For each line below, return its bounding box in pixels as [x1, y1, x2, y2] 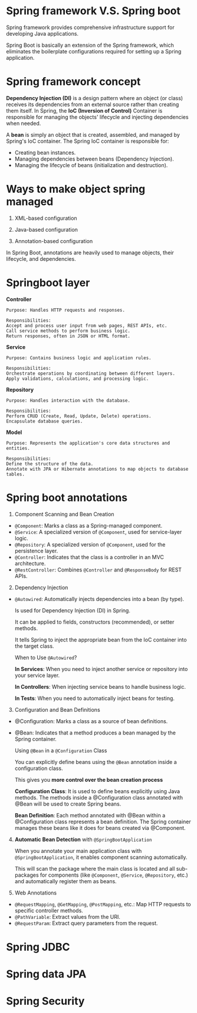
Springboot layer [6, 276, 90, 289]
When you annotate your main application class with [14, 847, 142, 854]
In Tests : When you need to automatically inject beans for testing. [14, 695, 175, 702]
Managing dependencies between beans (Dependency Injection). [14, 155, 174, 162]
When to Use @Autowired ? [14, 654, 77, 661]
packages [14, 871, 40, 878]
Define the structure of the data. [6, 461, 94, 466]
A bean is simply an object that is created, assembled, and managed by [6, 131, 180, 138]
